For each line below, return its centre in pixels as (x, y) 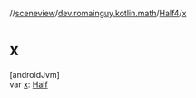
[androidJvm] (35, 74)
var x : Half (29, 84)
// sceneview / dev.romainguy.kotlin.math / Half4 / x (98, 13)
